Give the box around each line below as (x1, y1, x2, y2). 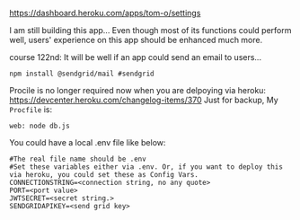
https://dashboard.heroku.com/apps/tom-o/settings (9, 8, 201, 18)
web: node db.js (9, 121, 70, 130)
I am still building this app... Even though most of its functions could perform (9, 25, 292, 35)
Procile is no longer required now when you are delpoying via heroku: (9, 85, 267, 95)
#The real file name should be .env (9, 154, 146, 163)
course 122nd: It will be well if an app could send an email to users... (9, 52, 262, 62)
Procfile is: (9, 104, 53, 115)
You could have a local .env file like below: (9, 137, 166, 147)
